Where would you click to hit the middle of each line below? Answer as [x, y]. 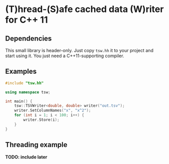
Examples [21, 71]
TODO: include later [26, 157]
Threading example [36, 145]
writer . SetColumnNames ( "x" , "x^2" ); [53, 111]
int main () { [19, 101]
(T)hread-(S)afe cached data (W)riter [84, 9]
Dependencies [28, 38]
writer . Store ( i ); [41, 120]
